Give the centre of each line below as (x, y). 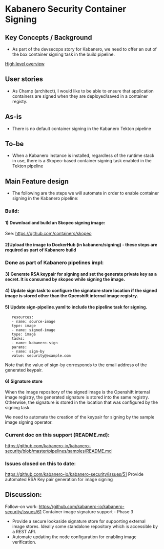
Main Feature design (37, 181)
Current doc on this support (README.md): (57, 435)
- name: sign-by (28, 351)
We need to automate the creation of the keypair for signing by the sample (80, 417)
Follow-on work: (21, 506)
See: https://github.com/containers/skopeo (48, 234)
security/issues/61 (23, 511)
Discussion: (24, 495)
